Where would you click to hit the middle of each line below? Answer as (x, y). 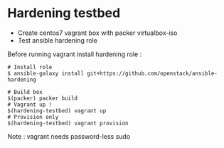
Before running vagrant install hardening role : (75, 54)
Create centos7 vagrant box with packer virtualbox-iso (97, 33)
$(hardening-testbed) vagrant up (57, 111)
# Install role (30, 67)
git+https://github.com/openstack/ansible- (152, 73)
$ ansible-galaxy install (46, 73)
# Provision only (33, 117)
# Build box (25, 92)
